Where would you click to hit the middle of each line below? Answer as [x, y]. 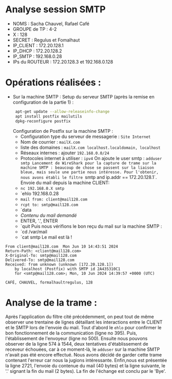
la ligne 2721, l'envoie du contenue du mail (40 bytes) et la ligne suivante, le [85, 366]
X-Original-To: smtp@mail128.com [41, 255]
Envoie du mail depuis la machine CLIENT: [65, 183]
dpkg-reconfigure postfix [43, 121]
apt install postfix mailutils [49, 116]
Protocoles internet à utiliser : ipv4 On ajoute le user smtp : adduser [91, 158]
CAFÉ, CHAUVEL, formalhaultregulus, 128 [49, 282]
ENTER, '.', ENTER [39, 221]
